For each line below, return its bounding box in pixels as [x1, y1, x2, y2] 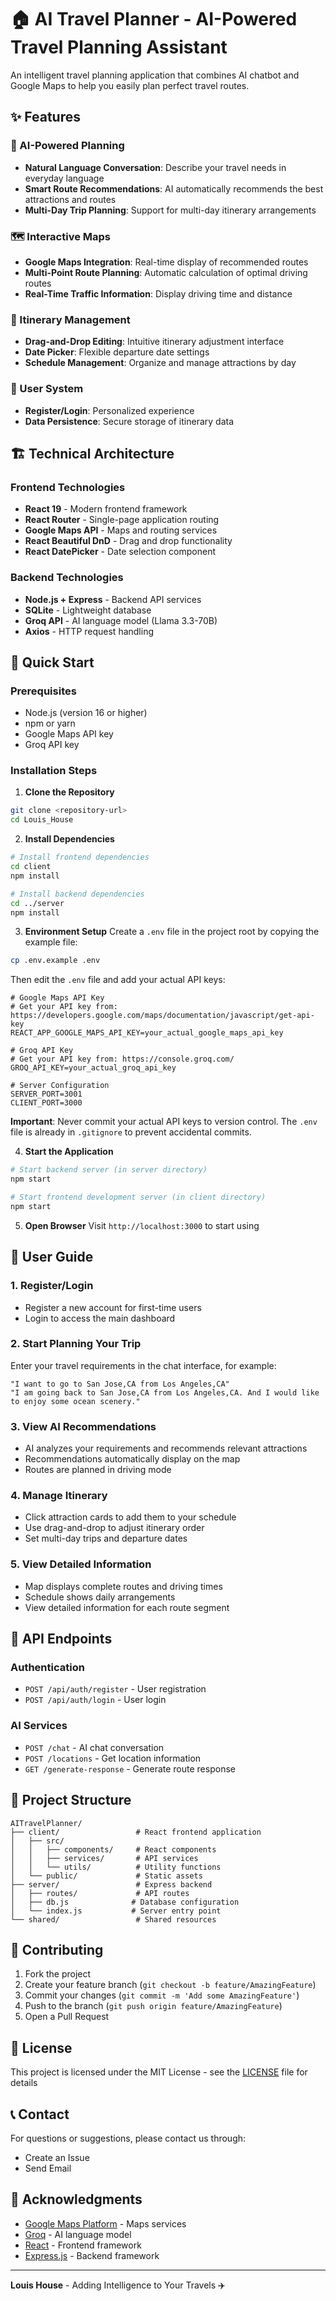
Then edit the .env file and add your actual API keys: [10, 974, 226, 986]
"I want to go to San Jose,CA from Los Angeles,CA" [10, 1379, 230, 1389]
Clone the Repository [24, 786, 115, 798]
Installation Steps [10, 764, 98, 778]
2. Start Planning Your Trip [10, 1337, 142, 1351]
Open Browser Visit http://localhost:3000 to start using [24, 1219, 260, 1231]
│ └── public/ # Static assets [10, 1871, 203, 1881]
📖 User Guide [10, 1249, 94, 1266]
